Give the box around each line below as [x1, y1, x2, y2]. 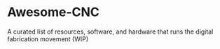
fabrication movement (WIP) [7, 34, 89, 43]
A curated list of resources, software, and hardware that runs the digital [7, 27, 214, 36]
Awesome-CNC [7, 4, 100, 20]
